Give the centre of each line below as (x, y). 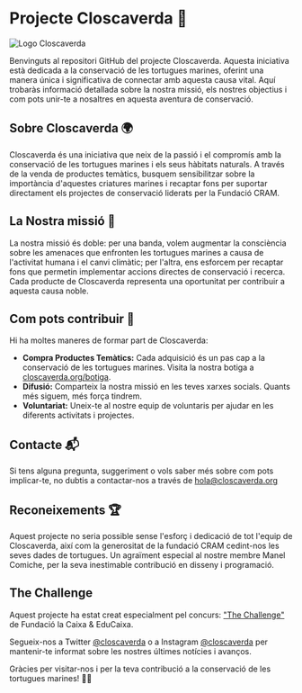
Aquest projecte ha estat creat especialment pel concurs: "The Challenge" (147, 615)
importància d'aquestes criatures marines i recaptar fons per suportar (138, 183)
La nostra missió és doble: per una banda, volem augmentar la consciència (148, 243)
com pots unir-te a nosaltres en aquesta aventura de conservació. (131, 99)
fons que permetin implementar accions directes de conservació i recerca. (147, 271)
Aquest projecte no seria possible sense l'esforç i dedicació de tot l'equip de (151, 536)
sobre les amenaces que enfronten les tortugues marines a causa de (137, 252)
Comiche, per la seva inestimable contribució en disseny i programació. (142, 565)
